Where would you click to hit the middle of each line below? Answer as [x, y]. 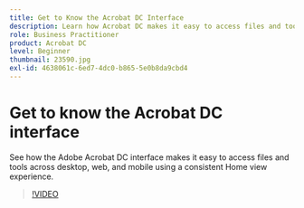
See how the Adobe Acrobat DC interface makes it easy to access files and [149, 157]
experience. [32, 176]
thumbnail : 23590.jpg [50, 60]
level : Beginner [40, 52]
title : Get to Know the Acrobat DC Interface [96, 18]
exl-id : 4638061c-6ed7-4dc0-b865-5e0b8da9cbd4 [99, 69]
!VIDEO [45, 194]
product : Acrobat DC [48, 43]
